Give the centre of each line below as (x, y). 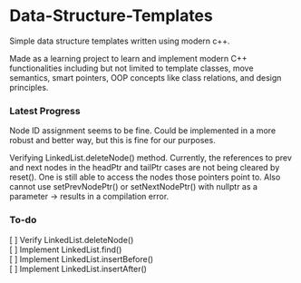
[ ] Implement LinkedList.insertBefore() (82, 259)
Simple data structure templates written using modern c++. (120, 41)
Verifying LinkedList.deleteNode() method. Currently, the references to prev (150, 158)
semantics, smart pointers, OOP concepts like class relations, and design (146, 77)
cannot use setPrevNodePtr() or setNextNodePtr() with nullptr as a (134, 187)
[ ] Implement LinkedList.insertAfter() (78, 268)
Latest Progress (45, 111)
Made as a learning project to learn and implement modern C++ (128, 58)
